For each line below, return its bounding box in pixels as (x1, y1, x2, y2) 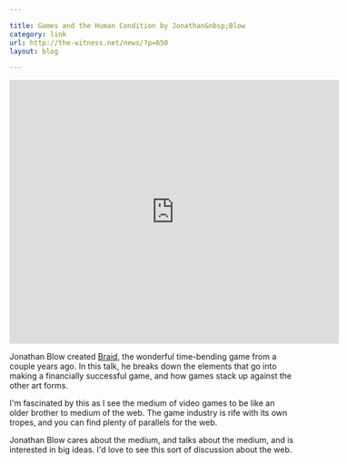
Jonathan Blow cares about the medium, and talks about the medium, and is (9, 435, 294, 446)
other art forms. (9, 380, 68, 391)
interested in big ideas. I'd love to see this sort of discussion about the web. (9, 444, 292, 455)
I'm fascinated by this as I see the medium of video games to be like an (9, 398, 275, 409)
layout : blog (9, 46, 59, 55)
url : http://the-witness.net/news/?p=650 (9, 38, 169, 47)
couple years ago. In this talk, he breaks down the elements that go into (9, 360, 277, 372)
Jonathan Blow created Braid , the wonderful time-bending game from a (9, 351, 277, 362)
